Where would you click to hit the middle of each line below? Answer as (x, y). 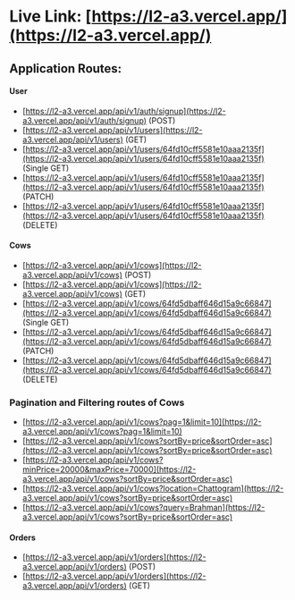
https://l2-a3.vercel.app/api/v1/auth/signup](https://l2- (126, 111)
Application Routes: (66, 68)
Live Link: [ (51, 17)
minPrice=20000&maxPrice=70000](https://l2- (109, 469)
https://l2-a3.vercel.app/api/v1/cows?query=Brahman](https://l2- (145, 508)
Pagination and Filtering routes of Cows (97, 402)
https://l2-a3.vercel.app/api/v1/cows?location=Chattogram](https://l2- (155, 488)
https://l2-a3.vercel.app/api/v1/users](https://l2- (114, 130)
